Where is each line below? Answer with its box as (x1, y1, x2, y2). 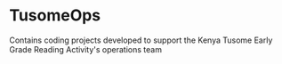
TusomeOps (9, 5, 101, 26)
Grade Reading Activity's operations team (9, 44, 163, 54)
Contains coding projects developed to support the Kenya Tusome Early (9, 35, 273, 45)
